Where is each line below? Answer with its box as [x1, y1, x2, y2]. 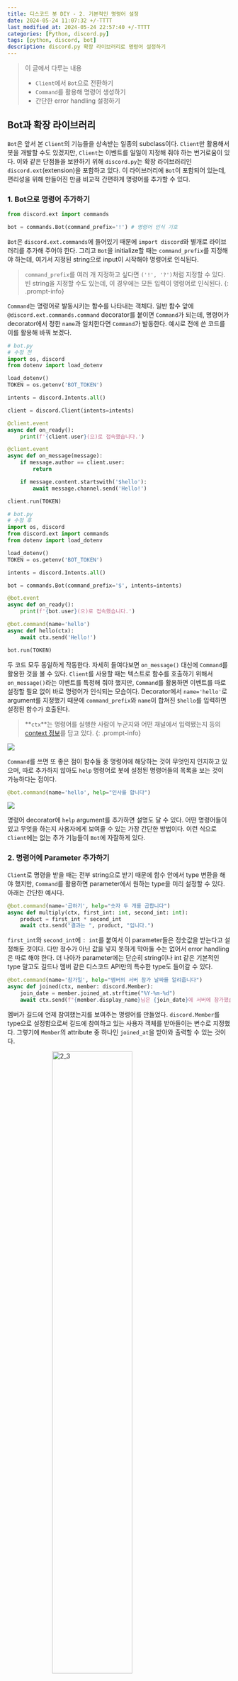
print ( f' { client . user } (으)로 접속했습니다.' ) [20, 433, 145, 440]
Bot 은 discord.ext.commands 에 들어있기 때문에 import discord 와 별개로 [7, 237, 208, 245]
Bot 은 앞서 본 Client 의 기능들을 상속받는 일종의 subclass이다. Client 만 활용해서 [7, 139, 230, 147]
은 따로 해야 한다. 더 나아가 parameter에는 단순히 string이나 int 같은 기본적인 [7, 954, 220, 962]
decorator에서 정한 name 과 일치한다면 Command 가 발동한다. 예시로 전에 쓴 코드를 [7, 319, 225, 328]
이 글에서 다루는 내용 [24, 64, 82, 72]
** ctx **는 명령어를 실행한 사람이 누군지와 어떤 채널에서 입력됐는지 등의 [24, 720, 221, 728]
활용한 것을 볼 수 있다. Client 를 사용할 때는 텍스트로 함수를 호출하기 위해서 [7, 669, 213, 678]
